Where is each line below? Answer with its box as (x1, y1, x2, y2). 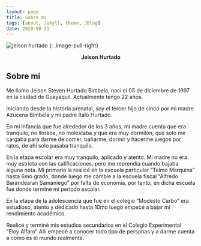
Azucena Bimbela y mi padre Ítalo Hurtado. (6, 112, 113, 119)
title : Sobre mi (6, 14, 47, 20)
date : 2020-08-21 (6, 25, 50, 32)
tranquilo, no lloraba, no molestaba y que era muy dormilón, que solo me (6, 130, 186, 137)
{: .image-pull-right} (49, 42, 99, 49)
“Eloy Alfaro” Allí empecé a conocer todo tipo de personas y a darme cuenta (6, 228, 195, 235)
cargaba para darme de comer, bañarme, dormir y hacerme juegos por (6, 136, 182, 143)
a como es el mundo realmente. (6, 235, 85, 242)
